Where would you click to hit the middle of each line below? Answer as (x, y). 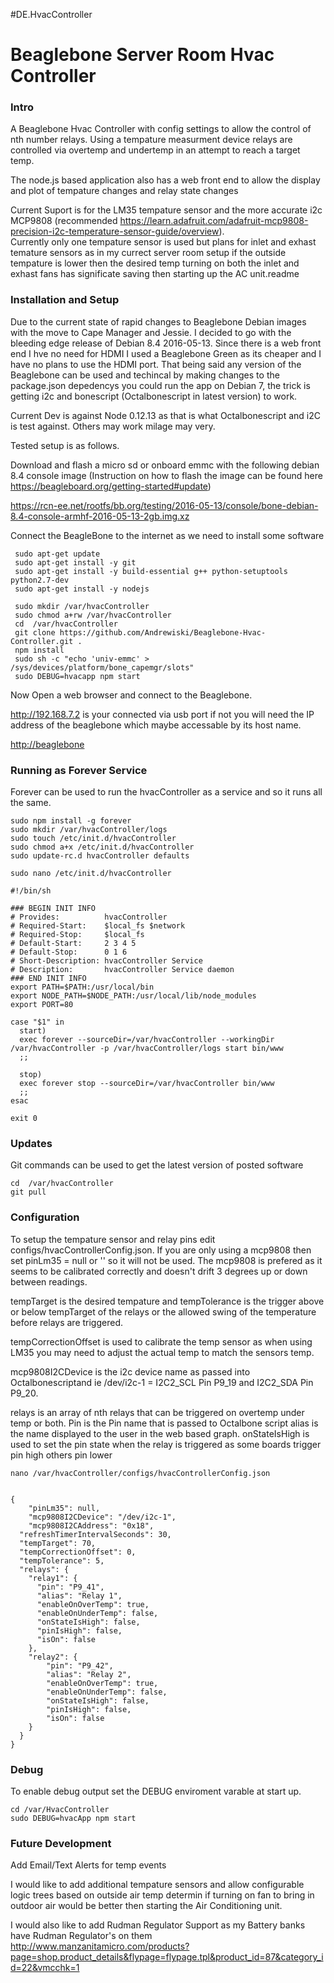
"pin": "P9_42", (80, 1665)
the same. (31, 803)
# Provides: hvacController (89, 917)
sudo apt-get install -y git (75, 562)
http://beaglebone (47, 744)
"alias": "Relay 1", (79, 1595)
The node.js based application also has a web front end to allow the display (165, 180)
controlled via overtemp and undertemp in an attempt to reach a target (155, 150)
